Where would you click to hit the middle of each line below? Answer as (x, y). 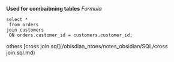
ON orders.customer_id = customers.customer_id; (71, 35)
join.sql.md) (21, 52)
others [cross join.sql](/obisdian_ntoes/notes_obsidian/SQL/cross (87, 46)
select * (17, 20)
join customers (25, 30)
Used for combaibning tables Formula (54, 9)
